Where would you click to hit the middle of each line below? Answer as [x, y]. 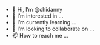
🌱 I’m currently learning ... [44, 22]
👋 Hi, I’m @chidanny [37, 9]
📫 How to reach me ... [40, 36]
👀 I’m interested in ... [38, 16]
